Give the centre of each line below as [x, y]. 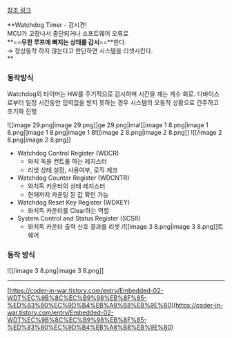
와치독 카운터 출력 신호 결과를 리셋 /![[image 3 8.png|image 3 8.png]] [123, 227]
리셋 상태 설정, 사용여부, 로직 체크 [72, 170]
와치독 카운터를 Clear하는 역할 [68, 211]
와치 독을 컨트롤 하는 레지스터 [67, 162]
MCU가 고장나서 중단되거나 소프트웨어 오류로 [68, 34]
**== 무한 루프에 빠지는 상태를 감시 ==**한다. [67, 42]
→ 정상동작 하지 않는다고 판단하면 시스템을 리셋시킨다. [80, 51]
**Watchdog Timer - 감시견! [47, 25]
